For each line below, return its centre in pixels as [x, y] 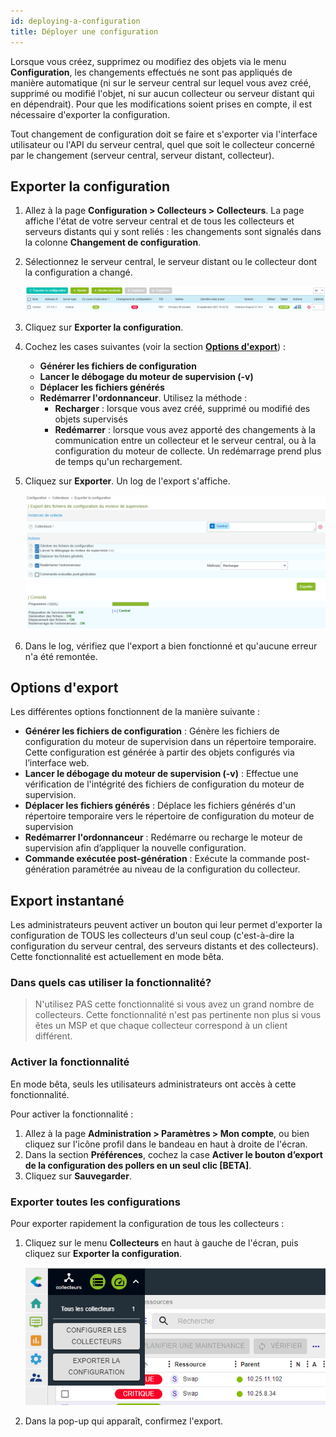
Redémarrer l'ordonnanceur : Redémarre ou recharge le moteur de [163, 837]
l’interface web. [57, 763]
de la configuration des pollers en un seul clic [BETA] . [138, 1165]
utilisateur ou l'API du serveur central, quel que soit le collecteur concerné [162, 144]
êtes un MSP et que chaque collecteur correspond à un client [161, 1026]
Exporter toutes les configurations [95, 1202]
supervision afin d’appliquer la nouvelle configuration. [135, 848]
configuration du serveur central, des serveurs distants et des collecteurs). [164, 946]
